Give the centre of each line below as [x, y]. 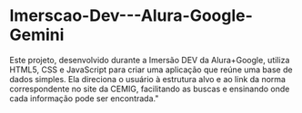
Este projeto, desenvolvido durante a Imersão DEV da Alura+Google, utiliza [150, 60]
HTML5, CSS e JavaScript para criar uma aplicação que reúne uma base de [151, 70]
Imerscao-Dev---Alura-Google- [131, 16]
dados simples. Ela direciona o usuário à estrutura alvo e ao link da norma [148, 79]
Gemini [37, 35]
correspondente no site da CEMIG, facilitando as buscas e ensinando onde [150, 89]
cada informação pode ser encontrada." [84, 98]
